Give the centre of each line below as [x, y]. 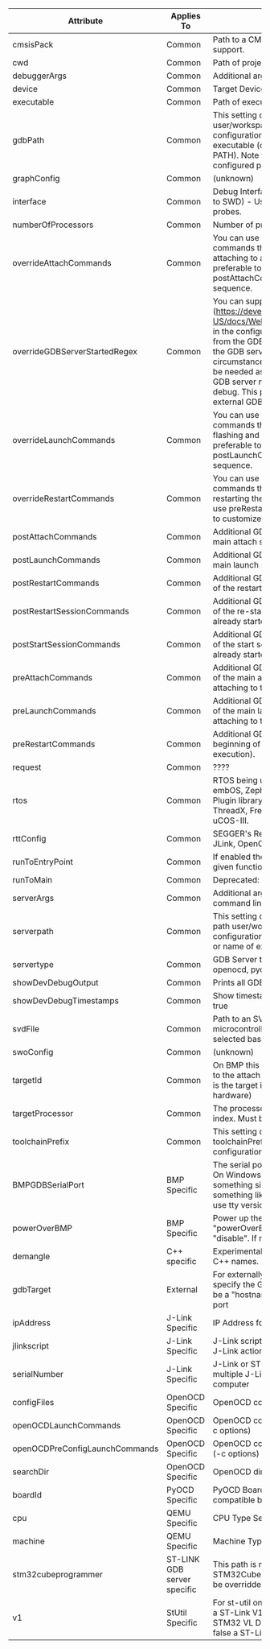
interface [29, 202]
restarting [231, 498]
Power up [231, 1218]
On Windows [237, 1175]
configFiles [33, 1402]
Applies [186, 16]
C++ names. [236, 1261]
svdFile [26, 1029]
